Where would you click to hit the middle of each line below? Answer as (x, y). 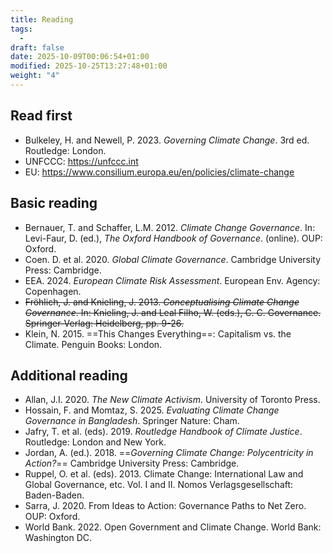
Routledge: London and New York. (95, 442)
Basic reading (54, 203)
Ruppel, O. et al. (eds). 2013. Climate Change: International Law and (164, 474)
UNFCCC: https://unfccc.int (81, 161)
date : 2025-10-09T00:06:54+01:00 (80, 57)
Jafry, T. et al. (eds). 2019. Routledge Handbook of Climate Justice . (163, 432)
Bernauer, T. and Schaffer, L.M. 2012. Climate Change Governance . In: (170, 227)
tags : (21, 29)
